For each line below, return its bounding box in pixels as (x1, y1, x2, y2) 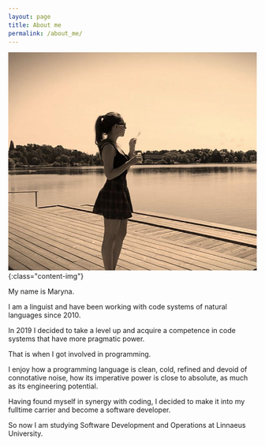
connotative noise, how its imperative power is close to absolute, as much (8, 373, 248, 382)
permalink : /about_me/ (8, 29, 83, 37)
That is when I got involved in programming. (8, 349, 151, 358)
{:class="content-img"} (8, 271, 84, 280)
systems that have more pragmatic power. (8, 334, 145, 343)
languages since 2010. (8, 310, 81, 320)
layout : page (8, 13, 51, 21)
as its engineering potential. (8, 381, 99, 391)
